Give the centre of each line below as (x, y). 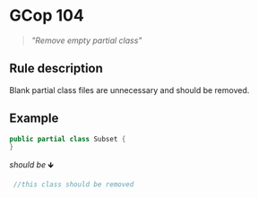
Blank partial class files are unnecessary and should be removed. (129, 90)
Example (34, 119)
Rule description (56, 69)
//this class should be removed (73, 184)
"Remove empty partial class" (86, 40)
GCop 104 (47, 16)
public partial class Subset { (68, 139)
